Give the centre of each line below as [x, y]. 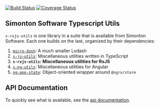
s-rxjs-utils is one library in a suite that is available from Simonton [76, 36]
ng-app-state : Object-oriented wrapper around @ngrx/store [74, 72]
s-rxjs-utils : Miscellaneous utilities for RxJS [61, 61]
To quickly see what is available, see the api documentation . [68, 100]
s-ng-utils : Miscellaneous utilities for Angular [60, 67]
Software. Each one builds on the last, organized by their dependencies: [80, 41]
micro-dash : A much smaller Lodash [49, 51]
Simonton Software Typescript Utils [63, 23]
